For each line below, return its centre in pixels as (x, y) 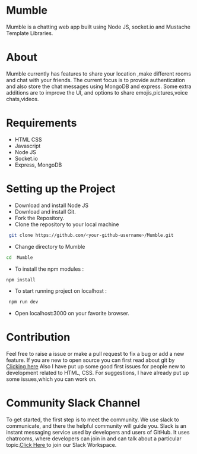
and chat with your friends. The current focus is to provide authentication (96, 80)
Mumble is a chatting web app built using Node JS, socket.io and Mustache (99, 27)
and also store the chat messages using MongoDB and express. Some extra (99, 86)
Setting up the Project (61, 189)
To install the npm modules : (49, 269)
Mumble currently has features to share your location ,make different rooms (99, 73)
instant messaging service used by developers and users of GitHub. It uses (98, 433)
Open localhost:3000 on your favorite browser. (72, 314)
